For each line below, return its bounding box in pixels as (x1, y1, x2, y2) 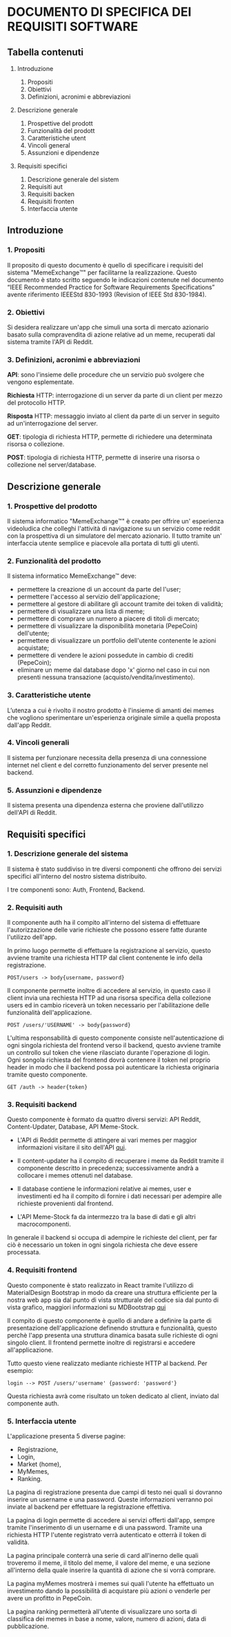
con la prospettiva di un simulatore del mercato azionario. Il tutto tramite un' (7, 532, 222, 540)
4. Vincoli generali (7, 738, 70, 747)
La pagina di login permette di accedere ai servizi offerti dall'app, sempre (7, 1516, 215, 1525)
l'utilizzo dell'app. (7, 933, 57, 941)
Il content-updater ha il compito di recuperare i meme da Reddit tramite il (17, 1156, 224, 1165)
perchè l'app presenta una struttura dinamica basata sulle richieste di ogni (7, 1331, 219, 1339)
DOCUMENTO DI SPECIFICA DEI (7, 4, 192, 20)
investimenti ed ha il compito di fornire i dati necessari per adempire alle (17, 1192, 222, 1201)
